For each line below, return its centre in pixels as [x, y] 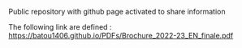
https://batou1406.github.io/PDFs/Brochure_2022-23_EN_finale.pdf [121, 36]
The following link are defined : [60, 27]
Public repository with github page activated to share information [117, 12]
